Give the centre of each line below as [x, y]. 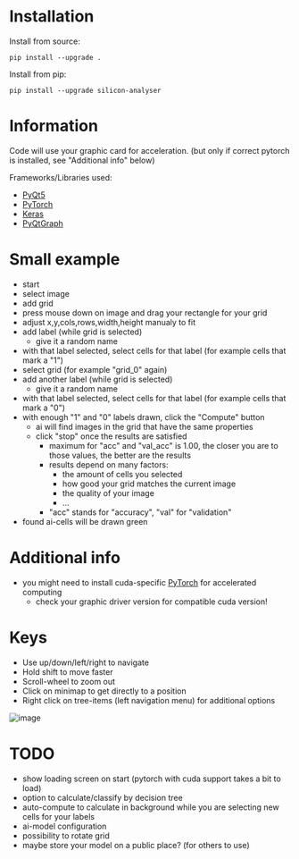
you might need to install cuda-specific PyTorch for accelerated [139, 582]
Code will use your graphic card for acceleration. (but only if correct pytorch [149, 150]
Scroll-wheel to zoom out [69, 681]
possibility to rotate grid [66, 835]
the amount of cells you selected [122, 474]
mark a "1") [43, 360]
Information [54, 126]
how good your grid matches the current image [149, 484]
